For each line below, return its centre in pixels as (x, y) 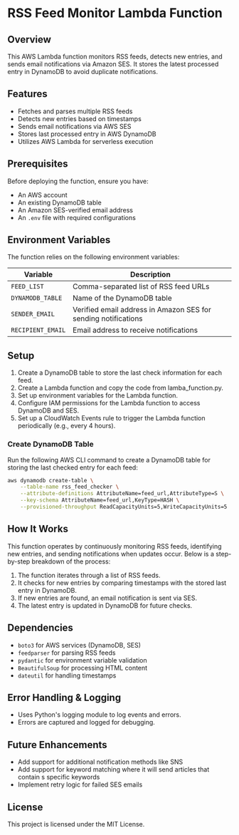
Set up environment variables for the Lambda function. (98, 395)
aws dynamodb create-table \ (51, 480)
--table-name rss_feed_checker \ (70, 487)
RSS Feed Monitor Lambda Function (115, 13)
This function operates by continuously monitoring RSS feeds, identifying (115, 546)
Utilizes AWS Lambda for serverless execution (85, 141)
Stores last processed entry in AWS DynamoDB (87, 134)
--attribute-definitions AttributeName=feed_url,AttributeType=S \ (122, 494)
